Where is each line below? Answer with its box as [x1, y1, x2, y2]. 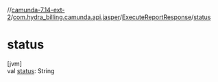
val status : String [7, 66, 55, 74]
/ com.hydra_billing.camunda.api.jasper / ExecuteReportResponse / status [10, 13, 211, 21]
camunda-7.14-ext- [11, 6, 65, 14]
